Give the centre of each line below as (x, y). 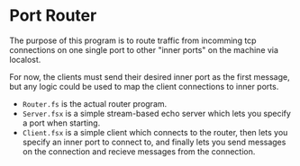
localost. (25, 59)
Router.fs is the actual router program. (95, 103)
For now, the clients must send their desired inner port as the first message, (150, 76)
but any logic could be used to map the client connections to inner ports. (144, 86)
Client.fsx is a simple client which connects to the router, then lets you (155, 132)
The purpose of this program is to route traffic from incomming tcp (133, 40)
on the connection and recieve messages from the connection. (139, 151)
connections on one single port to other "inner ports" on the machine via (144, 49)
